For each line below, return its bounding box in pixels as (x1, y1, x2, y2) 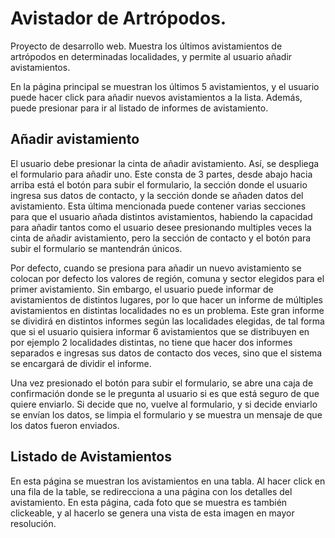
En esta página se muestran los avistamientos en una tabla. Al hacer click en (10, 475, 326, 487)
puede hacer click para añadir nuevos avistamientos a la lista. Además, (10, 91, 303, 103)
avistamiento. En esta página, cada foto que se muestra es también (10, 496, 288, 508)
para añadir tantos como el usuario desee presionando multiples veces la (10, 221, 312, 233)
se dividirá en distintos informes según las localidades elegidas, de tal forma (10, 315, 325, 327)
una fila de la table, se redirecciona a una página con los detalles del (10, 485, 293, 497)
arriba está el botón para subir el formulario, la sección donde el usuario (10, 178, 308, 191)
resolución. (10, 517, 57, 529)
